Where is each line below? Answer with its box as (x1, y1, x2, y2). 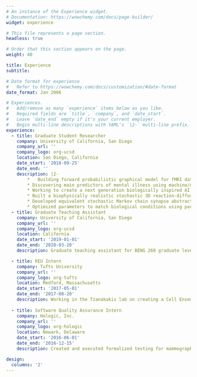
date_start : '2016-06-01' (16, 335, 80, 341)
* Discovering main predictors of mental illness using (27, 182, 167, 188)
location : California (16, 231, 69, 237)
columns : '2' (11, 362, 43, 368)
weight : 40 (6, 52, 33, 58)
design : (6, 356, 25, 362)
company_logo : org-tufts (16, 275, 77, 281)
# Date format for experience (6, 78, 80, 84)
